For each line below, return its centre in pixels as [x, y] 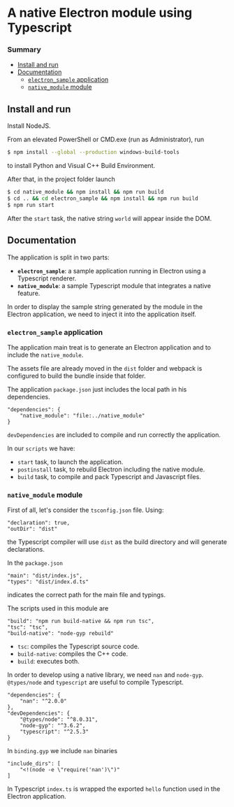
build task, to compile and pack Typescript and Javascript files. [109, 476]
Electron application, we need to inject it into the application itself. [102, 314]
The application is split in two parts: [58, 257]
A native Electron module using [100, 13]
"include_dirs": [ [34, 764]
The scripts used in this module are [58, 608]
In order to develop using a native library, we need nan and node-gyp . [105, 675]
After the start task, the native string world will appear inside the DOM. [109, 218]
